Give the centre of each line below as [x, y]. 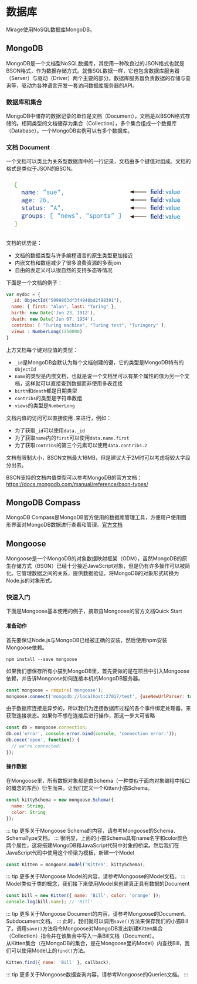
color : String [28, 812]
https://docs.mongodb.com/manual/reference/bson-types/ [77, 484]
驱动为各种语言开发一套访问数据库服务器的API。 [79, 85]
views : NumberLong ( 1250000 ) [47, 331]
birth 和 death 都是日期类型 [46, 390]
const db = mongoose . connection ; [47, 727]
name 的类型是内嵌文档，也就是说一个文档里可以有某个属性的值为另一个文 [102, 376]
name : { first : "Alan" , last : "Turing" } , [64, 307]
